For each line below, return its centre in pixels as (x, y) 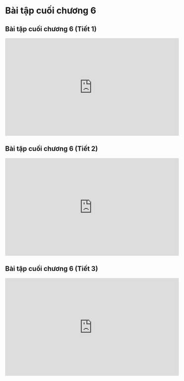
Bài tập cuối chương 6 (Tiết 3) (52, 269)
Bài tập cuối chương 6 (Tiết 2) (52, 149)
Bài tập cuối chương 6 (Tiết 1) (51, 29)
